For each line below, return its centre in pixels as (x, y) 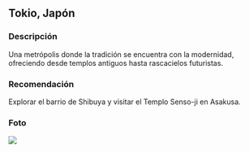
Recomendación (41, 84)
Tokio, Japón (42, 13)
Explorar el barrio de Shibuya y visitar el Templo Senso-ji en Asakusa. (124, 102)
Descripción (33, 37)
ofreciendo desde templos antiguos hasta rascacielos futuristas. (116, 63)
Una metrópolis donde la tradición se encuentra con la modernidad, (121, 54)
